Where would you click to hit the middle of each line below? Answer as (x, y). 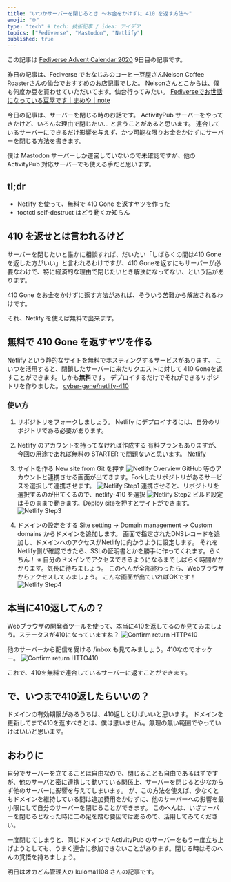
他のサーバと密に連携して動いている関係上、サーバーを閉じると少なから (121, 782)
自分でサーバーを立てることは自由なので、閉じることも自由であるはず (107, 774)
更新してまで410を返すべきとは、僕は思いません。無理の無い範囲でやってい (114, 723)
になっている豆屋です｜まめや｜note (59, 100)
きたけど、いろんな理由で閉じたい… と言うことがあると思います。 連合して (114, 124)
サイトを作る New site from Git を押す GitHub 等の (116, 468)
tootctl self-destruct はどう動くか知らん (73, 212)
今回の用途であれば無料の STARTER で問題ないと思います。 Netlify (112, 454)
